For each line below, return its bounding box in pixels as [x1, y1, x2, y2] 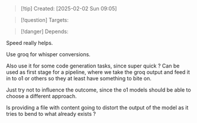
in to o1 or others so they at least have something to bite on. [6, 75, 152, 82]
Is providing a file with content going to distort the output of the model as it [6, 104, 189, 111]
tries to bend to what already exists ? [6, 111, 96, 117]
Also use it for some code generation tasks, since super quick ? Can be [6, 62, 180, 69]
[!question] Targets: [20, 17, 69, 23]
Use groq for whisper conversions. [6, 51, 91, 58]
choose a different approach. [6, 93, 77, 99]
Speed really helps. [6, 40, 53, 46]
